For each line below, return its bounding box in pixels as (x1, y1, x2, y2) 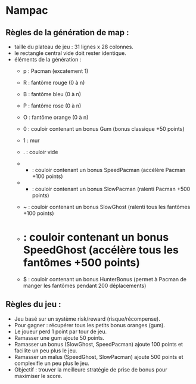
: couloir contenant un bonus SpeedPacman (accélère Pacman (32, 167, 186, 173)
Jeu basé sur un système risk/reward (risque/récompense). (14, 315, 160, 322)
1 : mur (23, 137, 40, 144)
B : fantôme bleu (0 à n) (23, 91, 82, 97)
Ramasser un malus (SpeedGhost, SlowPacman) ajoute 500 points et (14, 353, 183, 360)
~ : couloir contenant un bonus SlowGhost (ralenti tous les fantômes (23, 204, 191, 210)
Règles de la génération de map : (5, 27, 129, 38)
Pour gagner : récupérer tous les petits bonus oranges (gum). (14, 321, 165, 328)
